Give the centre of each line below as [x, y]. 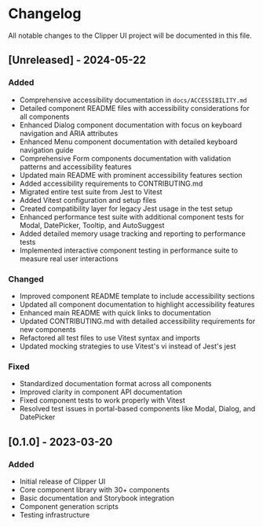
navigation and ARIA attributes [69, 133]
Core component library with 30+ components [95, 489]
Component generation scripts [69, 506]
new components [47, 329]
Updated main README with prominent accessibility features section [131, 175]
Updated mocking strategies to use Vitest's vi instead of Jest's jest [128, 346]
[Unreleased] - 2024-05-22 [77, 60]
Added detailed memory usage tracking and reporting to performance [132, 234]
